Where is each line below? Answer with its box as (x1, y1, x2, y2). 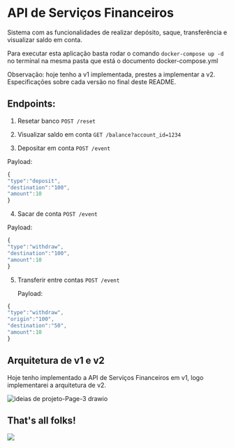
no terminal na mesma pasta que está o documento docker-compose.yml (7, 56, 219, 65)
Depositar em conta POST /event (17, 144, 110, 152)
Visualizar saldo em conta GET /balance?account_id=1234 (17, 130, 182, 138)
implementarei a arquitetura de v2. (7, 381, 107, 389)
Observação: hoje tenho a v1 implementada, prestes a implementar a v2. (7, 70, 216, 79)
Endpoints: (7, 98, 56, 110)
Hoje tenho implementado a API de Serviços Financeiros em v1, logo (7, 373, 204, 381)
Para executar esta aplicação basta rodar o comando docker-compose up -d (7, 49, 224, 57)
